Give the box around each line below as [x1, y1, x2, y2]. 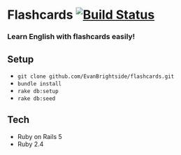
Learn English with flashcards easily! [7, 32, 136, 42]
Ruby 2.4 [17, 140, 44, 148]
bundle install [17, 80, 62, 87]
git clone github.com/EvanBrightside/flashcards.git [17, 73, 175, 80]
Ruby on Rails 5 [17, 132, 63, 140]
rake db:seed [17, 95, 56, 102]
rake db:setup [17, 88, 59, 95]
